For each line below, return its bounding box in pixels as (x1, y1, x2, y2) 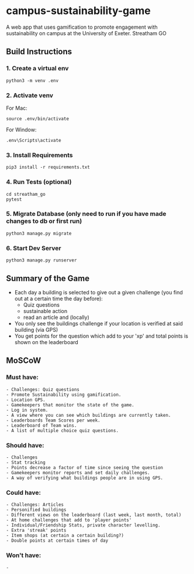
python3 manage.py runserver (6, 257, 77, 263)
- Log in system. (6, 407, 49, 413)
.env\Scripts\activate (6, 137, 61, 143)
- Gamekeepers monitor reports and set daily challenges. (6, 470, 150, 475)
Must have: (6, 373, 39, 382)
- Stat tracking (6, 459, 46, 466)
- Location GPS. (6, 397, 46, 403)
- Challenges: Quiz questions (6, 386, 80, 392)
